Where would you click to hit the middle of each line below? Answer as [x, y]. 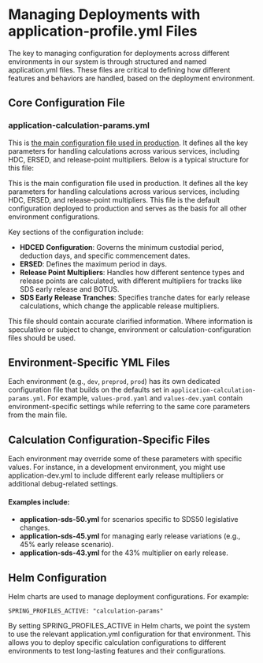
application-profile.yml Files [103, 31]
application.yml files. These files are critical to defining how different [119, 69]
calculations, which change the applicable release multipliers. [119, 306]
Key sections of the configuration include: [76, 232]
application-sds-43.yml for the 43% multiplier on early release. [124, 553]
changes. [35, 528]
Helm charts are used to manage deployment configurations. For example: [129, 597]
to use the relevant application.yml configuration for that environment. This [130, 634]
